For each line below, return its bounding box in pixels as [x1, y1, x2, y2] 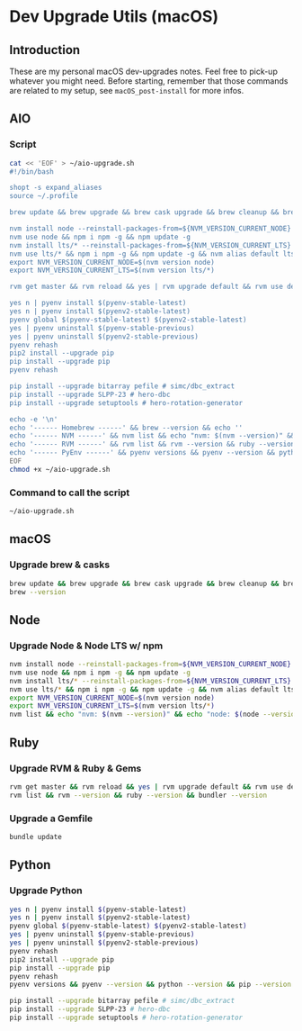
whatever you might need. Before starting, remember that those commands [9, 76, 289, 86]
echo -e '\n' [9, 414, 58, 424]
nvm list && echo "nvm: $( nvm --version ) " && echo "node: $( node [9, 710, 260, 719]
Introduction [9, 42, 81, 58]
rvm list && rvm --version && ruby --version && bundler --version [9, 791, 268, 800]
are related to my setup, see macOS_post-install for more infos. [9, 86, 244, 95]
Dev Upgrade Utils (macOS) [9, 6, 218, 27]
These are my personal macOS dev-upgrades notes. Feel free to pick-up [9, 66, 279, 77]
